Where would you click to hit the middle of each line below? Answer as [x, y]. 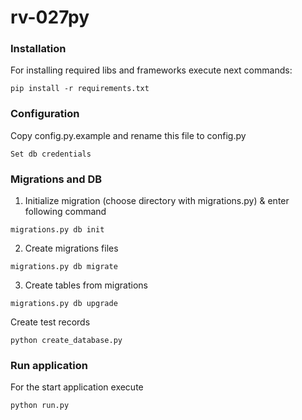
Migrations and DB [56, 179]
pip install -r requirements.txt [80, 89]
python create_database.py [66, 341]
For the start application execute [77, 387]
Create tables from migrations [86, 285]
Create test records [50, 322]
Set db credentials [51, 154]
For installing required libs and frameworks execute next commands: [151, 70]
